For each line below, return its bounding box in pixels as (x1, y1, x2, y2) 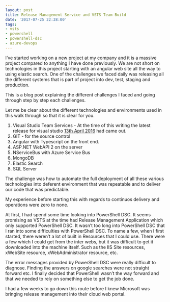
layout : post (5, 7, 33, 13)
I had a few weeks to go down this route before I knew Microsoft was (5, 285, 150, 291)
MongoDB (12, 155, 34, 161)
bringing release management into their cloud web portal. (5, 291, 126, 297)
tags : (5, 21, 17, 27)
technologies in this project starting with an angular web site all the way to (5, 65, 161, 71)
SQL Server (12, 165, 37, 171)
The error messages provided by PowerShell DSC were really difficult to (5, 259, 156, 265)
